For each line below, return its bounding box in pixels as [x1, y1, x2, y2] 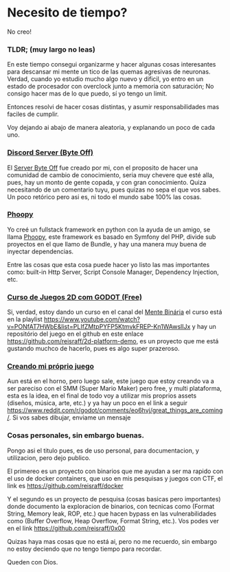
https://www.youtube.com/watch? [43, 315, 141, 323]
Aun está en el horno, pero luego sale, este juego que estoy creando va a [7, 377, 214, 385]
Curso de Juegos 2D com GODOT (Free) [7, 292, 143, 301]
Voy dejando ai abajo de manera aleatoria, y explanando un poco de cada [7, 124, 215, 132]
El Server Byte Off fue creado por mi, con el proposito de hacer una [7, 163, 198, 172]
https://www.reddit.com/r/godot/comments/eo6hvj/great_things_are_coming [7, 407, 223, 415]
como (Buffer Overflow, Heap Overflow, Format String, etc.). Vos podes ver [7, 516, 220, 525]
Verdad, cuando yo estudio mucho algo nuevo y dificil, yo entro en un [7, 75, 204, 83]
